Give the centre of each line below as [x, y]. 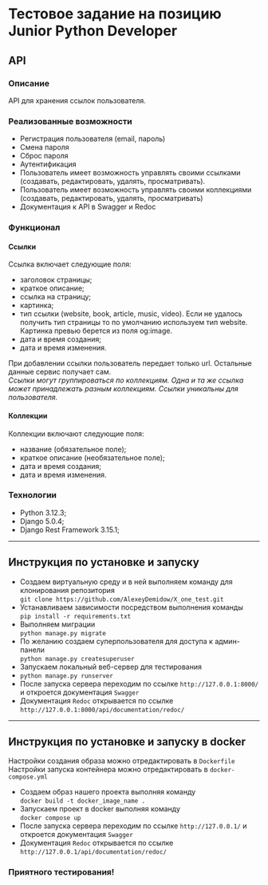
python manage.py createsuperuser [77, 659]
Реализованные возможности [71, 121]
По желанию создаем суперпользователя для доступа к [116, 641]
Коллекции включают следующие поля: [77, 434]
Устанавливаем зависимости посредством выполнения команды [131, 607]
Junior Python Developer [93, 31]
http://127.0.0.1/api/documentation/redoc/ [93, 852]
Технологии [33, 495]
